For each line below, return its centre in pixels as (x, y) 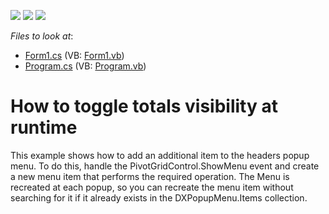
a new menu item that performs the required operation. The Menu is (150, 176)
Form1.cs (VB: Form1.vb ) (74, 55)
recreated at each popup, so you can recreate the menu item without (152, 187)
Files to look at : (42, 36)
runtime (44, 127)
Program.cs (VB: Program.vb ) (85, 66)
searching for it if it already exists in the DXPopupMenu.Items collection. (159, 197)
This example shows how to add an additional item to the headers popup (160, 155)
